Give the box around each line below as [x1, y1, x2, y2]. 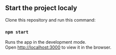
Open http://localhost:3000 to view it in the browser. [5, 44, 112, 51]
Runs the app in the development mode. [5, 39, 86, 45]
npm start [5, 29, 29, 35]
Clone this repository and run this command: [5, 17, 96, 23]
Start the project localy [5, 4, 77, 12]
